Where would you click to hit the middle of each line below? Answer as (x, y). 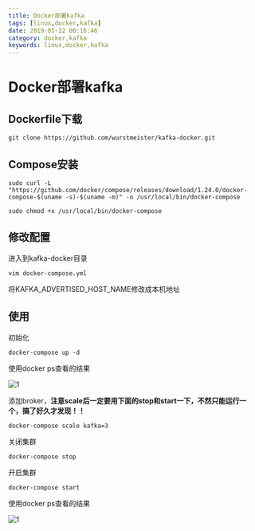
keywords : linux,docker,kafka (59, 45)
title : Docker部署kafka (47, 16)
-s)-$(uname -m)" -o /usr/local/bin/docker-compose (153, 197)
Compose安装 (43, 164)
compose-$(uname (35, 197)
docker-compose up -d (44, 352)
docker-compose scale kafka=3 (59, 426)
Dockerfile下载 (45, 119)
